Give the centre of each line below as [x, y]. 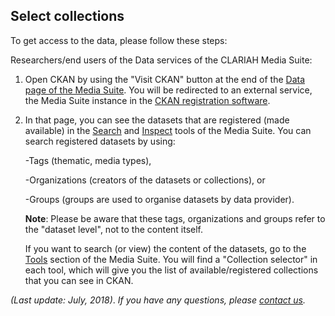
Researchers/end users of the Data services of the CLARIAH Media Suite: [161, 60]
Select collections [67, 16]
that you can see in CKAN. [79, 280]
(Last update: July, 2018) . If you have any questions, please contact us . [158, 300]
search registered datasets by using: [100, 141]
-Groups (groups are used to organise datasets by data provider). [159, 199]
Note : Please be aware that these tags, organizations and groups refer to [175, 218]
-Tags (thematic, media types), [88, 160]
